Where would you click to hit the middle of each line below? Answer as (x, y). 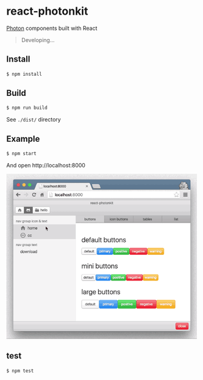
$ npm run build (27, 108)
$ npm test (20, 371)
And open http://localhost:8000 (46, 165)
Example (23, 139)
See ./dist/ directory (34, 120)
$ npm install (24, 74)
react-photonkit (47, 11)
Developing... (38, 40)
